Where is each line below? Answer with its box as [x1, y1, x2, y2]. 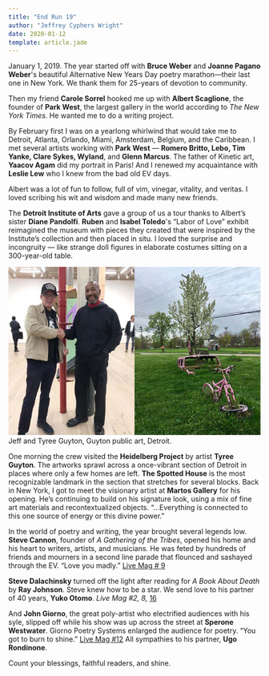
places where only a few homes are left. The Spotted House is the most [8, 469, 246, 478]
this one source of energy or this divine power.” [8, 511, 165, 521]
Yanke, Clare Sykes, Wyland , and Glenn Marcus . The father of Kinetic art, [8, 152, 255, 162]
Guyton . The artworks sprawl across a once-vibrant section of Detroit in [8, 461, 247, 469]
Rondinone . [8, 643, 48, 652]
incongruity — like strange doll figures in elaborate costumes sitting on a [8, 243, 248, 252]
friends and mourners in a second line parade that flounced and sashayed [8, 553, 253, 561]
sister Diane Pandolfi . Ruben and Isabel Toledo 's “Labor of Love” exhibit [8, 217, 250, 227]
